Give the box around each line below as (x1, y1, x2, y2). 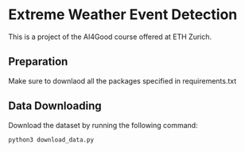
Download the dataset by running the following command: (8, 120, 198, 130)
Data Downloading (8, 99, 102, 113)
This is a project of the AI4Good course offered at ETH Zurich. (8, 32, 212, 41)
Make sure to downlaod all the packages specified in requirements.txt (8, 76, 237, 85)
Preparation (8, 55, 68, 68)
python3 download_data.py (8, 135, 94, 144)
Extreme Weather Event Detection (8, 6, 238, 24)
